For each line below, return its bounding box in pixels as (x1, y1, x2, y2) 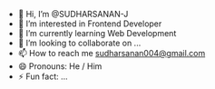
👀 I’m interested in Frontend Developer (17, 18, 162, 29)
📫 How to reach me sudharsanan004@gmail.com (17, 48, 206, 58)
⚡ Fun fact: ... (17, 71, 68, 82)
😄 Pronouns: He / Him (17, 61, 103, 72)
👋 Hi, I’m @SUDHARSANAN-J (17, 9, 129, 19)
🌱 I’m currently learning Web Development (17, 28, 177, 38)
